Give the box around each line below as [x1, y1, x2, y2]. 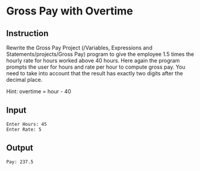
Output [6, 143, 33, 153]
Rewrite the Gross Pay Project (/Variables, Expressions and [6, 44, 152, 51]
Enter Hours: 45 [6, 121, 47, 127]
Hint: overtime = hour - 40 [6, 88, 71, 95]
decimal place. [6, 76, 43, 83]
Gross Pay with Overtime [6, 4, 134, 18]
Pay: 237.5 [6, 158, 34, 165]
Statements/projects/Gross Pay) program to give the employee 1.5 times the [6, 51, 195, 58]
